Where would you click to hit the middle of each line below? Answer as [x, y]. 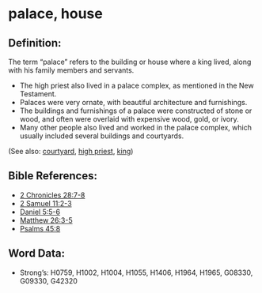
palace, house [55, 14]
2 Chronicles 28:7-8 [52, 195]
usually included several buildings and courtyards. [102, 136]
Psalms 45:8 [40, 228]
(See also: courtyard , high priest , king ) [71, 151]
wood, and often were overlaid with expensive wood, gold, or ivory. [129, 119]
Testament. [38, 94]
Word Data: [37, 254]
